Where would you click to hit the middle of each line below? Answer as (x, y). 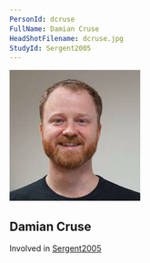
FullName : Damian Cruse (55, 29)
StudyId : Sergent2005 (50, 48)
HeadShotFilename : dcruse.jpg (67, 38)
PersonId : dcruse (42, 19)
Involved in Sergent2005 (55, 248)
